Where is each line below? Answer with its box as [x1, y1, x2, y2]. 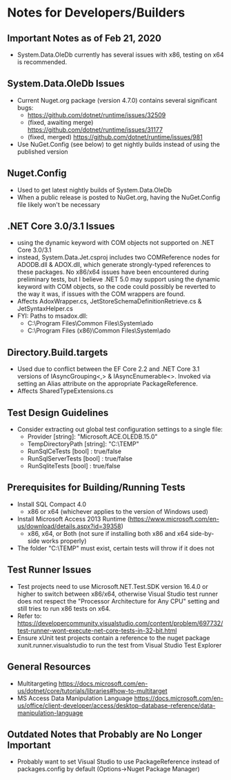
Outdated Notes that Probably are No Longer [7, 728, 203, 740]
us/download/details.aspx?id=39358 [17, 522, 122, 530]
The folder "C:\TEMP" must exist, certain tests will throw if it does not [17, 543, 215, 552]
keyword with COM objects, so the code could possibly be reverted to [17, 283, 216, 291]
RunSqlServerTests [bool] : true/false [27, 454, 133, 463]
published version [17, 147, 68, 156]
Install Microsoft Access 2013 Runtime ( [17, 514, 130, 523]
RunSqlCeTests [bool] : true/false [27, 447, 122, 456]
